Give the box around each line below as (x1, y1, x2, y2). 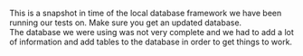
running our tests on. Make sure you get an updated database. (9, 17, 242, 28)
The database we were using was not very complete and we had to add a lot (9, 27, 294, 37)
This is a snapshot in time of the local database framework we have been (9, 8, 282, 18)
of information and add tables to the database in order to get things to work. (9, 36, 292, 47)
